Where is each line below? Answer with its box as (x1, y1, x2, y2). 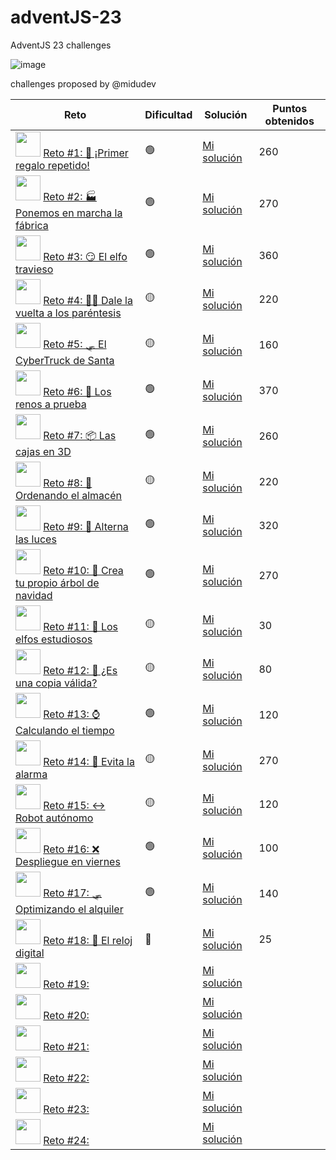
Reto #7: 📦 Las (43, 428, 117, 442)
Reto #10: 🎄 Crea (43, 563, 124, 577)
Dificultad (144, 107, 193, 121)
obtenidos (264, 114, 315, 128)
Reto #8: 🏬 (43, 476, 93, 490)
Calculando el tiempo (15, 723, 115, 737)
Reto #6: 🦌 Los (43, 384, 112, 398)
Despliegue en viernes (15, 854, 121, 868)
